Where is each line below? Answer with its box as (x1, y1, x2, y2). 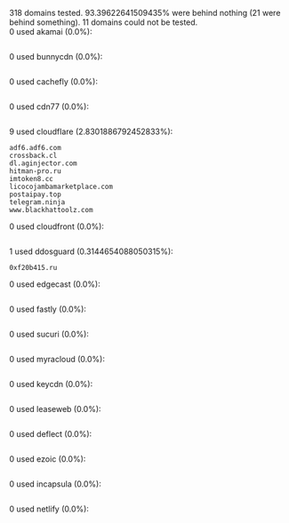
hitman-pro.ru (9, 167, 62, 176)
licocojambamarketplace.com (9, 182, 114, 191)
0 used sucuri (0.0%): (9, 329, 89, 339)
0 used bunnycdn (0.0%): (9, 52, 103, 61)
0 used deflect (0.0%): (9, 429, 92, 439)
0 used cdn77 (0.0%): (9, 101, 89, 112)
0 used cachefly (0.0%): (9, 76, 98, 87)
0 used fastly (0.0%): (9, 304, 87, 314)
